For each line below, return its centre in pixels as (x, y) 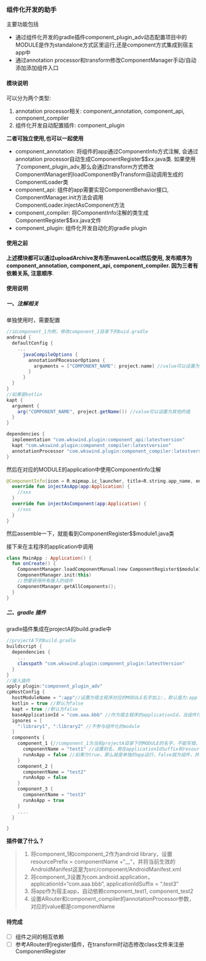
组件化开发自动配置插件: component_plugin (70, 125)
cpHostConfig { (26, 692)
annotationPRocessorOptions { (67, 360)
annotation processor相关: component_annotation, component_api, (100, 111)
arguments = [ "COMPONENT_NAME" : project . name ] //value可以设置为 (116, 366)
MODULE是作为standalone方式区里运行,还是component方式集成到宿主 (104, 45)
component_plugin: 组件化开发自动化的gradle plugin (81, 228)
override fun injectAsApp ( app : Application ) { (71, 487)
